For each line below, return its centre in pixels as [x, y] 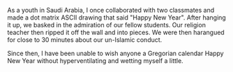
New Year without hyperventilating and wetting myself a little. [95, 61]
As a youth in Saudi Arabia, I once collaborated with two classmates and [111, 10]
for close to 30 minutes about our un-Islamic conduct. [85, 40]
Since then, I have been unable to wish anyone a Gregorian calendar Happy [116, 53]
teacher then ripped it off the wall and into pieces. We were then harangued [116, 32]
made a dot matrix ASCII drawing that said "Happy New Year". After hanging [117, 17]
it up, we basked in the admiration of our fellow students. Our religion [106, 25]
